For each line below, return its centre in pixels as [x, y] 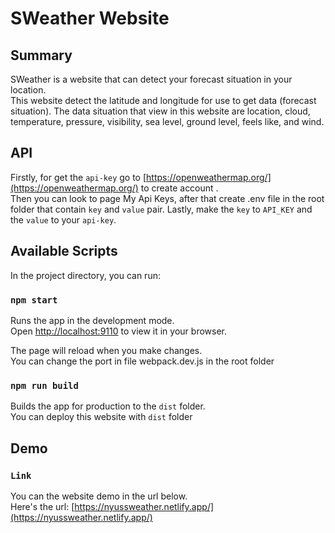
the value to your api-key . [63, 219]
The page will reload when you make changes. [106, 350]
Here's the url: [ [42, 506]
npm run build [44, 385]
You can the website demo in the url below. [99, 496]
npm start [34, 300]
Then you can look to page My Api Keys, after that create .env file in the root [167, 198]
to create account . [179, 188]
